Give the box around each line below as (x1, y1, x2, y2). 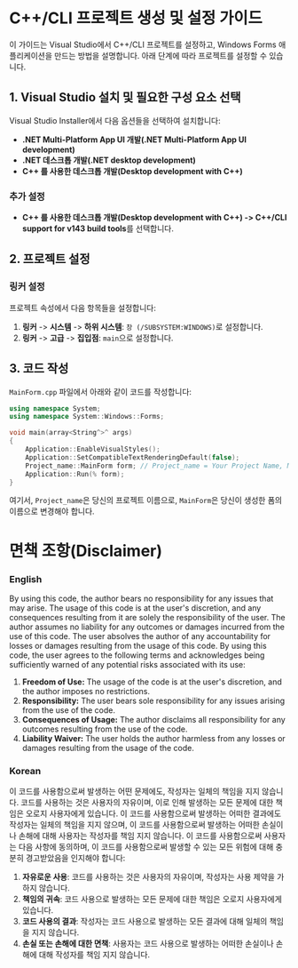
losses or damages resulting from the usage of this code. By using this (9, 640, 268, 651)
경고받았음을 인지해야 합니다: (25, 852, 126, 863)
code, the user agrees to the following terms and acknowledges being (9, 650, 265, 660)
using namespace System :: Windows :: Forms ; (9, 412, 165, 421)
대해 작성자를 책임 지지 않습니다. (38, 949, 151, 960)
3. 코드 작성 (9, 361, 69, 376)
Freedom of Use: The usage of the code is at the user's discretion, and (21, 676, 282, 687)
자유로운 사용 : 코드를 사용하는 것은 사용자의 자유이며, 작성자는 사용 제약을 (21, 872, 275, 883)
